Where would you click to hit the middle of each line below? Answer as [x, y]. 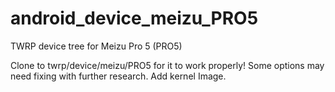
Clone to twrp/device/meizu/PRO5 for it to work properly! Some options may [167, 65]
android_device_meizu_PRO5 [134, 18]
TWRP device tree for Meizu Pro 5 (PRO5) [96, 46]
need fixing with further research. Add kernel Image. [118, 76]
